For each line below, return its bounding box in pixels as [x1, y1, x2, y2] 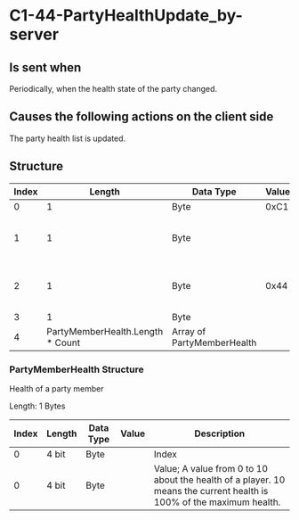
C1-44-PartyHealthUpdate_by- [9, 5, 243, 26]
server [9, 24, 60, 45]
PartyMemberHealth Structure [9, 363, 144, 376]
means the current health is [153, 484, 269, 497]
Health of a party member [9, 383, 104, 393]
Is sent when [9, 60, 82, 75]
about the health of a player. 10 [153, 474, 286, 486]
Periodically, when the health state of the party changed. [9, 84, 218, 94]
